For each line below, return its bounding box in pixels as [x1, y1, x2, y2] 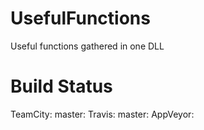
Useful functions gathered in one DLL [10, 40, 165, 52]
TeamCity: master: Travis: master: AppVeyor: [10, 108, 195, 120]
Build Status [10, 75, 113, 98]
